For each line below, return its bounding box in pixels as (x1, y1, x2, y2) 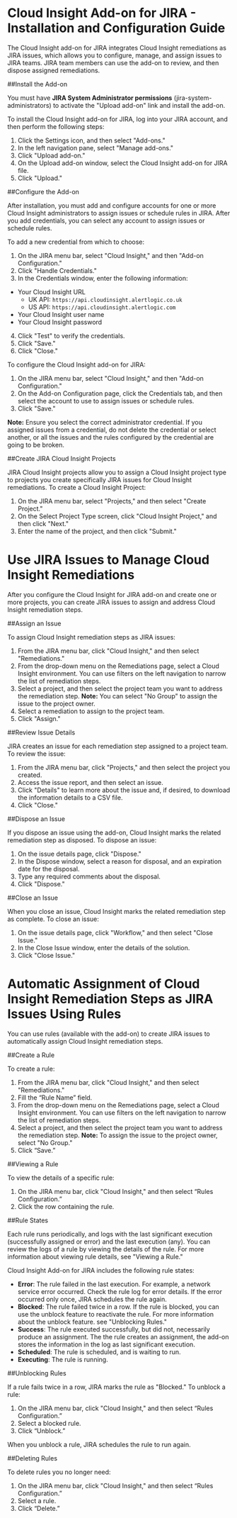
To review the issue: (7, 749, 66, 758)
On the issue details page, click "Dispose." (17, 849, 141, 858)
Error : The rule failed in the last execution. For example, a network (17, 1280, 211, 1288)
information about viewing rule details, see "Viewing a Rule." (7, 1252, 183, 1261)
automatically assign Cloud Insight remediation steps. (7, 1037, 163, 1045)
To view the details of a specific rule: (7, 1173, 115, 1182)
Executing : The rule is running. (17, 1355, 108, 1363)
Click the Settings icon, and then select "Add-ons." (17, 136, 166, 145)
